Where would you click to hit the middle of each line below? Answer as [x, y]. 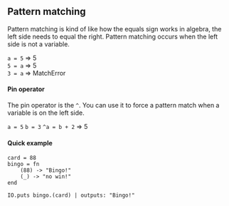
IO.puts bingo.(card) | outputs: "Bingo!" [71, 195]
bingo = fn [23, 164]
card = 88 [22, 158]
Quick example [30, 143]
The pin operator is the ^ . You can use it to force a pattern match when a [113, 105]
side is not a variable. [38, 44]
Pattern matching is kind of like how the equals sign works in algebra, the [114, 29]
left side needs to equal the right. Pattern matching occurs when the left [113, 36]
